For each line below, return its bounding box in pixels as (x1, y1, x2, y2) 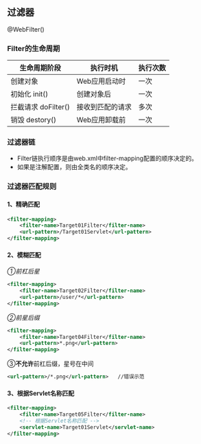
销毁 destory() (10, 115, 57, 125)
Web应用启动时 (76, 76, 126, 86)
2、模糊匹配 (7, 250, 41, 259)
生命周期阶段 (19, 63, 62, 73)
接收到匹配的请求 (76, 102, 132, 112)
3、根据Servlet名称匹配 (7, 389, 75, 397)
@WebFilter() (7, 25, 45, 33)
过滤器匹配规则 (7, 181, 57, 191)
